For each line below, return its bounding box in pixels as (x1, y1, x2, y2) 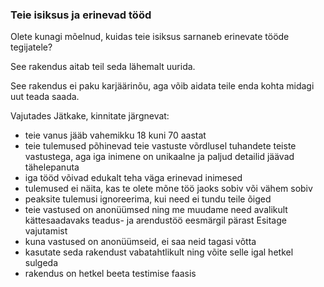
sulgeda (24, 257, 59, 269)
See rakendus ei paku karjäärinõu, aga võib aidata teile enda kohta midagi (10, 80, 315, 92)
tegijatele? (10, 41, 53, 53)
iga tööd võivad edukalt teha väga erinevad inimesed (24, 172, 243, 184)
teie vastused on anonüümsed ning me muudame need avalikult (24, 204, 288, 216)
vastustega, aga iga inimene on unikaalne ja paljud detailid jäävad (24, 151, 295, 163)
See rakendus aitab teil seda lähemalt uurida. (10, 61, 196, 73)
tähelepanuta (24, 161, 80, 173)
